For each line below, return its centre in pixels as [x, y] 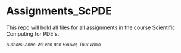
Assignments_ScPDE [59, 11]
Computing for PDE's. [33, 33]
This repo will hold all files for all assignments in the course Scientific [91, 27]
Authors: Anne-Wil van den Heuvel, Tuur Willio [54, 45]
